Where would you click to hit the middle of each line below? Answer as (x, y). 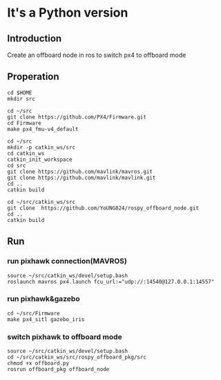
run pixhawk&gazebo (44, 299)
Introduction (35, 38)
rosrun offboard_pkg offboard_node (58, 370)
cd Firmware (24, 123)
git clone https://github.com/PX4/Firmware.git (77, 117)
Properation (33, 77)
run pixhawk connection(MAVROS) (67, 261)
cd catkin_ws (26, 153)
